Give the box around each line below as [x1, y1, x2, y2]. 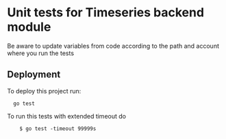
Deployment [7, 69, 61, 80]
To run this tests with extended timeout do [7, 112, 127, 120]
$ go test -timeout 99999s [19, 125, 97, 132]
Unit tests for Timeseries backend [7, 5, 204, 20]
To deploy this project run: [7, 87, 81, 95]
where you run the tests [7, 49, 74, 57]
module [7, 19, 51, 35]
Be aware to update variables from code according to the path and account [7, 42, 220, 50]
